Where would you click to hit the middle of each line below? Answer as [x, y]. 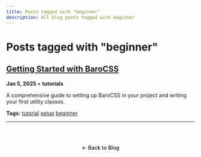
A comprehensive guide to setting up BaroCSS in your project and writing [97, 95]
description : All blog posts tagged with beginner [71, 17]
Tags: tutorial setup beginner [42, 113]
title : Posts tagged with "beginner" [53, 12]
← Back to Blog [100, 147]
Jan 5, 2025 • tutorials [35, 83]
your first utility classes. [36, 101]
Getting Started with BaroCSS [63, 69]
